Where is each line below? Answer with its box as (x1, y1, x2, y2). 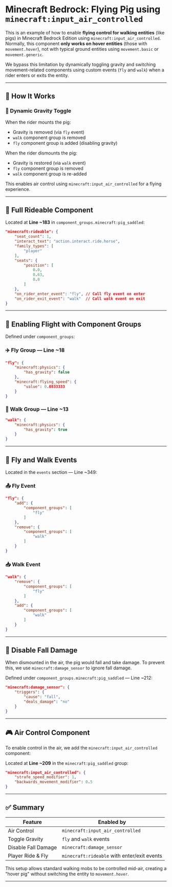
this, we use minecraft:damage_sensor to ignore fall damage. (5, 665, 132, 671)
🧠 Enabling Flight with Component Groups (5, 320, 142, 329)
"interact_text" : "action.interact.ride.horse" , (14, 239, 120, 244)
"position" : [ (24, 263, 54, 268)
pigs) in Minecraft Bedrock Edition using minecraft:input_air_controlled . (5, 35, 161, 41)
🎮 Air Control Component (5, 728, 90, 737)
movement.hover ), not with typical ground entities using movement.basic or (5, 46, 159, 52)
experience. (5, 186, 31, 192)
